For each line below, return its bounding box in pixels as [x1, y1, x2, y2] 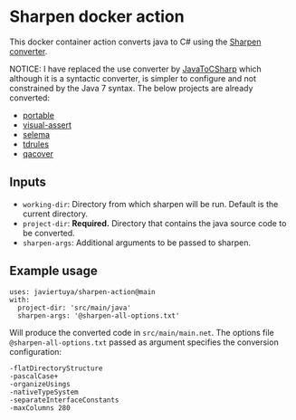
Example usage [9, 263, 98, 279]
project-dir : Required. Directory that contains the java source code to [22, 217, 287, 228]
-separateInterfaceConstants [9, 396, 119, 405]
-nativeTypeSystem [9, 387, 79, 396]
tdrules [22, 138, 50, 149]
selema [22, 129, 51, 139]
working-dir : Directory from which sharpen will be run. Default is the [22, 198, 279, 209]
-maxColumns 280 [9, 403, 71, 413]
